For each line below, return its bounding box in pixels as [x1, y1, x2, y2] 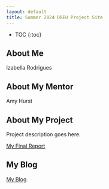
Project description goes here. [6, 130, 81, 138]
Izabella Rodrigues [6, 64, 52, 71]
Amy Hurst [6, 97, 33, 105]
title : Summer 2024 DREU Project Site [6, 14, 103, 20]
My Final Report [6, 142, 46, 149]
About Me [6, 48, 44, 58]
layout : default [6, 8, 47, 15]
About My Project [6, 115, 73, 125]
